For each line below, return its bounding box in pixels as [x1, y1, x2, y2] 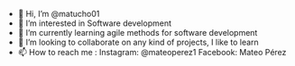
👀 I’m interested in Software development [17, 18, 171, 29]
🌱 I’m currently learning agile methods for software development [17, 28, 258, 37]
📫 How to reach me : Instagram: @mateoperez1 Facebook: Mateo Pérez [17, 47, 287, 57]
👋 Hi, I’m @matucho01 [17, 9, 100, 19]
